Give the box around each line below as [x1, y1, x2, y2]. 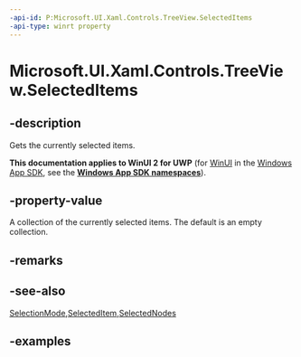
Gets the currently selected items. [9, 139, 136, 150]
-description [9, 116, 81, 131]
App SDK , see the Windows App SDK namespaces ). [9, 166, 206, 177]
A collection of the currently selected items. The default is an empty [9, 217, 262, 228]
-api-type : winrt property [9, 22, 111, 31]
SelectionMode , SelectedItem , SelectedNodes [9, 307, 176, 318]
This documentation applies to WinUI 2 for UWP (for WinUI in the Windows [9, 157, 292, 168]
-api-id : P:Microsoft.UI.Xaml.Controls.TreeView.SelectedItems [9, 13, 253, 23]
